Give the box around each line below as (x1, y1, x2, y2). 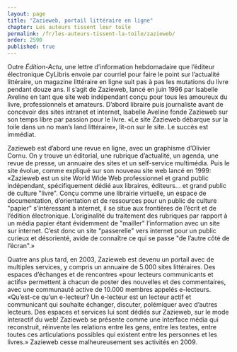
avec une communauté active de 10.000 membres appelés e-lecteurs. (7, 286, 212, 293)
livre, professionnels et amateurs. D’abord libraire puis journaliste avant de (7, 100, 224, 108)
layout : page (7, 10, 46, 18)
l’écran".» (7, 242, 35, 250)
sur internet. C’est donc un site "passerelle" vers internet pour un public (7, 227, 217, 235)
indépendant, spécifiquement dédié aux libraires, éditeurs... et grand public (7, 182, 227, 189)
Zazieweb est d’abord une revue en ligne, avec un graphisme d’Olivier (7, 144, 211, 152)
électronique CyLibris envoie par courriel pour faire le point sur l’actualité (7, 70, 220, 78)
